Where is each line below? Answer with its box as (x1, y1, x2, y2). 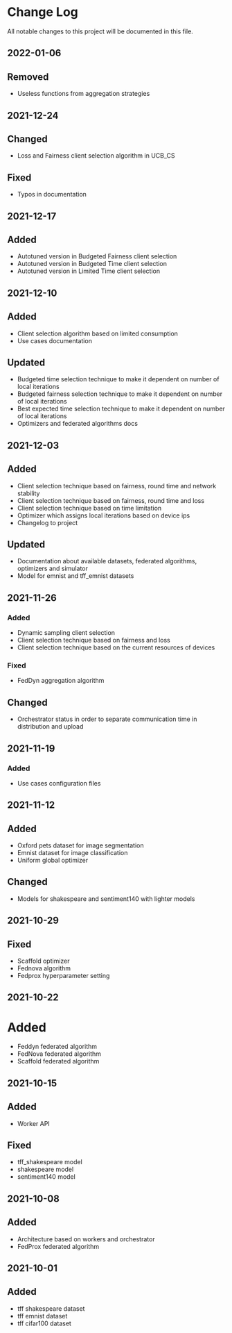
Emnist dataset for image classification (17, 849, 128, 857)
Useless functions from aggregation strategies (17, 90, 150, 98)
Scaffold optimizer (17, 957, 71, 966)
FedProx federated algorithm (17, 1242, 99, 1250)
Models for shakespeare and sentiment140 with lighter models (17, 894, 195, 903)
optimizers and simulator (17, 564, 88, 573)
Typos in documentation (17, 190, 87, 199)
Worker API (17, 1119, 50, 1127)
